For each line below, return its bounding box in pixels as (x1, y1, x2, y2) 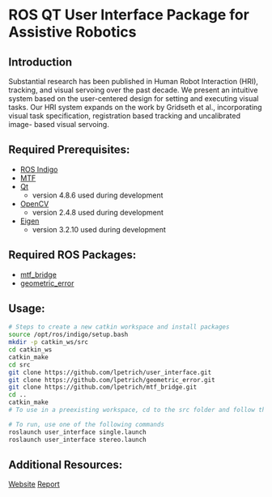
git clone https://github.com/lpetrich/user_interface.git (8, 368, 212, 376)
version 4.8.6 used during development (32, 190, 164, 200)
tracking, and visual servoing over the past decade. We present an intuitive (8, 85, 258, 95)
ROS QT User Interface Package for (8, 6, 249, 24)
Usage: (8, 302, 46, 316)
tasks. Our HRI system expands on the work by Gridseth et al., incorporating (8, 103, 262, 112)
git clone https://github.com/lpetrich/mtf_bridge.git (8, 383, 198, 392)
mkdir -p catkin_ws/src (8, 338, 89, 346)
